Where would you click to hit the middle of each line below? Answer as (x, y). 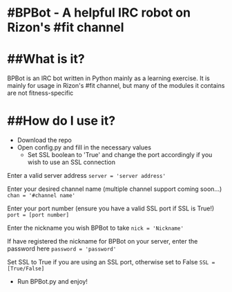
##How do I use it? (61, 121)
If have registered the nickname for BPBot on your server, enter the (103, 241)
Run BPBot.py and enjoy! (52, 282)
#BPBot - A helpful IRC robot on (99, 13)
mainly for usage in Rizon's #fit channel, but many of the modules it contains (116, 86)
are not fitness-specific (40, 93)
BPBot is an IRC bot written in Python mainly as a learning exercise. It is (109, 78)
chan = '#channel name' (41, 196)
